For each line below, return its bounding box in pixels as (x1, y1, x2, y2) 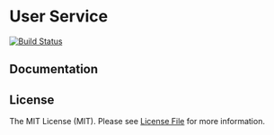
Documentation (9, 62, 99, 77)
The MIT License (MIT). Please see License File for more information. (9, 116, 265, 127)
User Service (9, 6, 109, 27)
